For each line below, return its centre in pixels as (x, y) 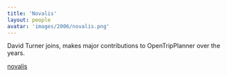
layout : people (29, 20)
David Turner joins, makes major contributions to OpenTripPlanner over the (114, 46)
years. (16, 53)
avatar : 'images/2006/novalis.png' (58, 26)
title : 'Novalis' (32, 13)
